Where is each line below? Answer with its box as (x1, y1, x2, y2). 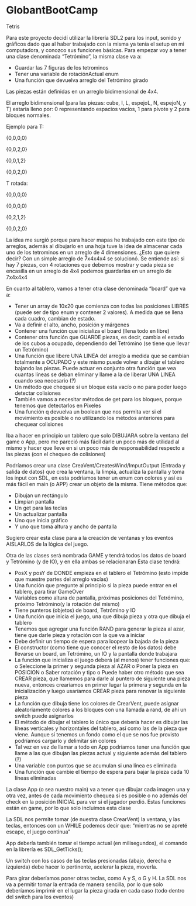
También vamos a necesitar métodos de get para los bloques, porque (14, 395, 183, 402)
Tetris (6, 23, 20, 30)
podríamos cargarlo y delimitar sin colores (14, 737, 117, 744)
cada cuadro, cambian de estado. (14, 315, 96, 322)
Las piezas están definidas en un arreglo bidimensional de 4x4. (6, 88, 159, 95)
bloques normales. (6, 112, 51, 119)
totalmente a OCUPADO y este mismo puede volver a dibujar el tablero (14, 358, 185, 366)
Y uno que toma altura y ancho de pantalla (14, 523, 117, 530)
